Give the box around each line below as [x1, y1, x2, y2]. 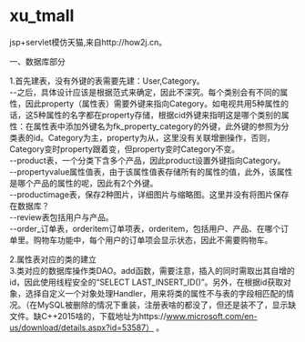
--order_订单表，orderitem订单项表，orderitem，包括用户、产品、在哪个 [9, 223, 281, 234]
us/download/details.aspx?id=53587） [9, 322, 155, 333]
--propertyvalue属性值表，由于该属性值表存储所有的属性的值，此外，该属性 [9, 166, 293, 177]
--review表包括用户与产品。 [9, 211, 114, 223]
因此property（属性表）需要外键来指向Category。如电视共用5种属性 [25, 97, 281, 109]
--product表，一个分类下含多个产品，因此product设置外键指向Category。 [9, 155, 286, 166]
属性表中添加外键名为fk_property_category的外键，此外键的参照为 [33, 120, 281, 132]
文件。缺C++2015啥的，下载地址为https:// [9, 310, 167, 321]
